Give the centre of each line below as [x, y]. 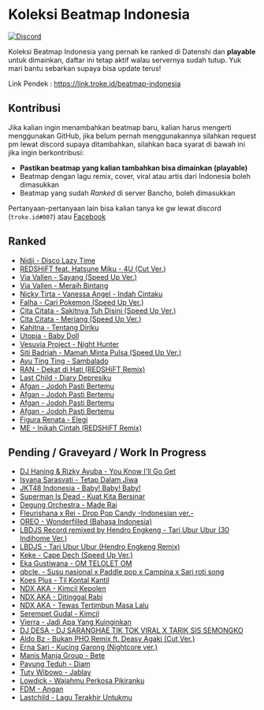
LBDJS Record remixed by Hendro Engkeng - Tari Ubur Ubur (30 [125, 530]
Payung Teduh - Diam [55, 664]
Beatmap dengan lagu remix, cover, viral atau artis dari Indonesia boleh [135, 176]
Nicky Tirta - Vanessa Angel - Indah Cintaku [91, 294]
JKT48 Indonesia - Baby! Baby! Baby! [80, 488]
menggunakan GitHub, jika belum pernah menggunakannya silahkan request [132, 136]
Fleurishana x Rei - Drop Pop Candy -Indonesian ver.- [107, 513]
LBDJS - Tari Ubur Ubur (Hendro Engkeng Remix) [100, 547]
